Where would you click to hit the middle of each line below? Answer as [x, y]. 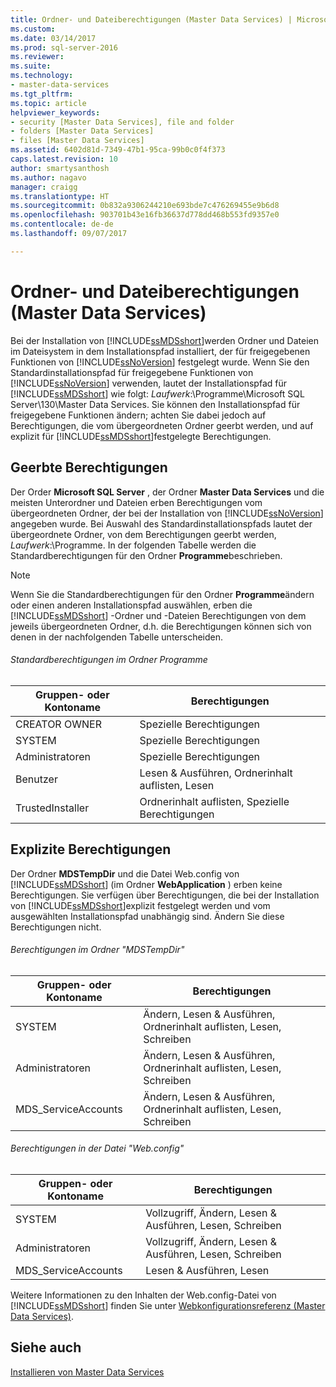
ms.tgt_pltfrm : [42, 94]
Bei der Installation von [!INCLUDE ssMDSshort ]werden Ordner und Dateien [164, 340]
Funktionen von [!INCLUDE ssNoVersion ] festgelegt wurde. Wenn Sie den [160, 362]
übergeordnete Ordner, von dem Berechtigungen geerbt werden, [143, 534]
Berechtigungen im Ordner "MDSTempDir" [97, 950]
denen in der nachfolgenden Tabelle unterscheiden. [117, 637]
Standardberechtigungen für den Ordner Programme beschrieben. [146, 555]
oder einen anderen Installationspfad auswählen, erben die [131, 605]
